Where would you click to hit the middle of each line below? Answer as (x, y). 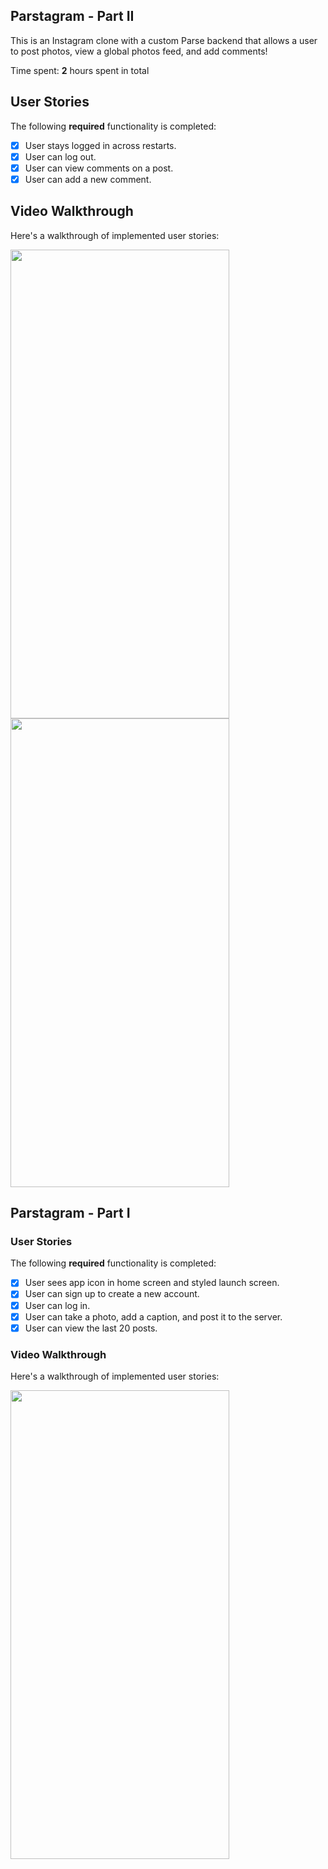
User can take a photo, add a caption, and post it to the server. (153, 1316)
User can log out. (60, 156)
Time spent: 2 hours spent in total (80, 70)
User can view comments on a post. (99, 168)
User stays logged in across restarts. (100, 145)
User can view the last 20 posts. (91, 1328)
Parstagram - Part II (72, 16)
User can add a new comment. (88, 179)
